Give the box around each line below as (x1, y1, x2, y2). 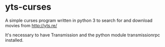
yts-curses (5, 1, 52, 13)
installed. (5, 37, 24, 43)
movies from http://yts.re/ (5, 22, 58, 28)
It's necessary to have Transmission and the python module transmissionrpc (5, 32, 160, 38)
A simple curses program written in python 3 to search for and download (5, 17, 153, 23)
